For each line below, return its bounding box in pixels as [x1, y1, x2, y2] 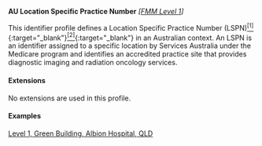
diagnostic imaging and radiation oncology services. [8, 58, 178, 68]
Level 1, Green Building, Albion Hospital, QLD [8, 129, 153, 138]
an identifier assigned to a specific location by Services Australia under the [8, 41, 252, 50]
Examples [8, 111, 42, 121]
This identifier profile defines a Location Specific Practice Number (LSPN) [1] [8, 22, 254, 32]
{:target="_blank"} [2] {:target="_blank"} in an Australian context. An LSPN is [8, 31, 253, 42]
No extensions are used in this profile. [8, 93, 131, 103]
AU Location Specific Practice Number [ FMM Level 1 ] [8, 7, 184, 16]
